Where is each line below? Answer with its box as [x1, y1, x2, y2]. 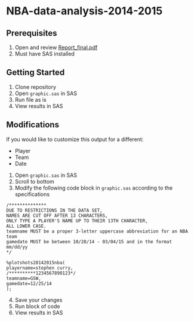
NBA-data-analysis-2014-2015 [6, 4, 163, 18]
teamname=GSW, [6, 275, 42, 282]
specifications [14, 190, 50, 198]
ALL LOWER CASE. [6, 223, 47, 229]
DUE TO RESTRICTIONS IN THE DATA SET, [6, 207, 103, 213]
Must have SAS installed [14, 50, 75, 57]
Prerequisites [6, 28, 57, 38]
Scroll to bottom [14, 178, 55, 185]
